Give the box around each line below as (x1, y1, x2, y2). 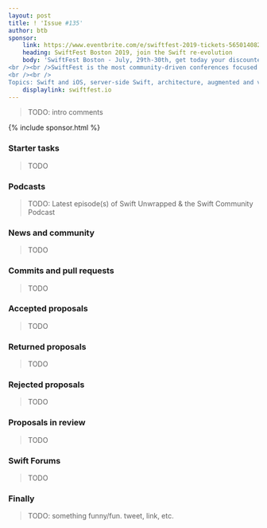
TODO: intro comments (27, 108, 103, 117)
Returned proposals (8, 341, 87, 352)
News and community (8, 227, 95, 238)
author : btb (8, 26, 48, 34)
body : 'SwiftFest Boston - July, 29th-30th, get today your (22, 57, 226, 65)
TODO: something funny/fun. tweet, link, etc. (27, 511, 174, 521)
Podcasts (8, 181, 46, 192)
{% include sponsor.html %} (8, 123, 101, 132)
